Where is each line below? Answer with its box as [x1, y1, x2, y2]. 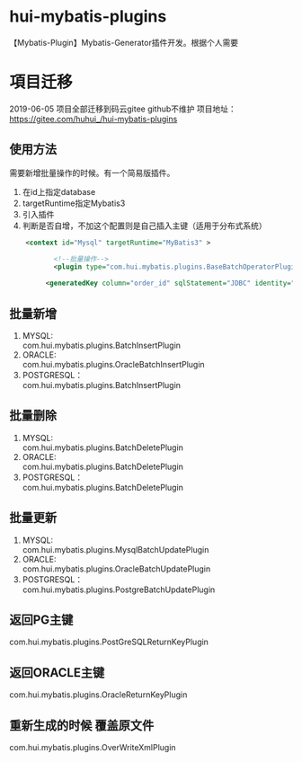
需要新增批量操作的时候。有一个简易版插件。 [9, 167, 175, 178]
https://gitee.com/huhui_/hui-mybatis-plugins [9, 113, 178, 124]
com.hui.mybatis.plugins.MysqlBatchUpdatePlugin [22, 544, 209, 554]
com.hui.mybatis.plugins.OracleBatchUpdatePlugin [22, 563, 211, 574]
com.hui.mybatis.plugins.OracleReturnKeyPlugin [9, 689, 188, 700]
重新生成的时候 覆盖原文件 [9, 717, 155, 733]
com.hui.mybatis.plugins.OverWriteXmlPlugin [9, 742, 177, 753]
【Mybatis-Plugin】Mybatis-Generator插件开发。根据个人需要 [9, 37, 239, 48]
